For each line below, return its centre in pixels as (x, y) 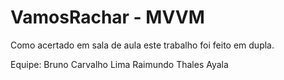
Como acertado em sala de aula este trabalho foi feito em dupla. (142, 45)
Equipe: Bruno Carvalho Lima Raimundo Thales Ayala (119, 64)
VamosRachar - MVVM (107, 17)
